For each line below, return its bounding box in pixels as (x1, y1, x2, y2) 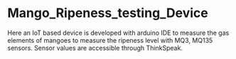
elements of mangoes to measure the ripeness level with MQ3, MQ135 (7, 36, 213, 44)
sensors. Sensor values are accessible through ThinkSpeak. (7, 43, 183, 52)
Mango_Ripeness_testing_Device (7, 5, 208, 21)
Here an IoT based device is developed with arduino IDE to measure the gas (7, 28, 230, 37)
